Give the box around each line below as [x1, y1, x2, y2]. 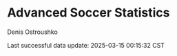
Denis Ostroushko [7, 28, 59, 36]
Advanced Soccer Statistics [7, 5, 170, 21]
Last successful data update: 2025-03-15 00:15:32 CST [7, 41, 165, 49]
